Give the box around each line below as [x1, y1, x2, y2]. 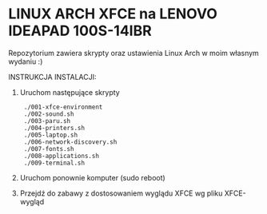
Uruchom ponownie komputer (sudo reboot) [19, 172, 165, 182]
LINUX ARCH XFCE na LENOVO [8, 5, 218, 23]
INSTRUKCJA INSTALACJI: [8, 72, 97, 81]
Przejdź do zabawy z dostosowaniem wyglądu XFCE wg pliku [19, 188, 223, 198]
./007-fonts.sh [23, 145, 74, 153]
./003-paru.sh [23, 117, 71, 125]
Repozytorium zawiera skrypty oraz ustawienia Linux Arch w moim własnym [8, 48, 260, 57]
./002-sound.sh [23, 109, 74, 118]
